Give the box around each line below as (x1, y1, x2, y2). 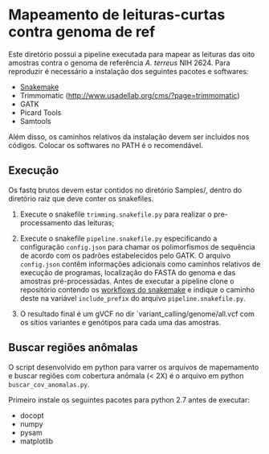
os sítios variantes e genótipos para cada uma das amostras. (19, 317, 222, 327)
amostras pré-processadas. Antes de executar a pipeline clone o (19, 276, 234, 286)
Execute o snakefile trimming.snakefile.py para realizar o (19, 209, 213, 219)
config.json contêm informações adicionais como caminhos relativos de (19, 259, 261, 269)
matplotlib (19, 436, 54, 446)
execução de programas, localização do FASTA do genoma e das (19, 267, 236, 277)
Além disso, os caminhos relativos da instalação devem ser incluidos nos (8, 131, 250, 142)
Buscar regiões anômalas (8, 340, 138, 355)
